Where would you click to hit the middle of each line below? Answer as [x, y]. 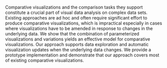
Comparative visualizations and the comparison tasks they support [74, 7]
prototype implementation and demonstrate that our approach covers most [82, 55]
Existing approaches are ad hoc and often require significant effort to [76, 18]
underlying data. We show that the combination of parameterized [72, 34]
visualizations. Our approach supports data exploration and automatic [77, 44]
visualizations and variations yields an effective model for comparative [78, 39]
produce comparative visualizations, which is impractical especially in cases [84, 23]
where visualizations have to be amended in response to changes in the [79, 28]
